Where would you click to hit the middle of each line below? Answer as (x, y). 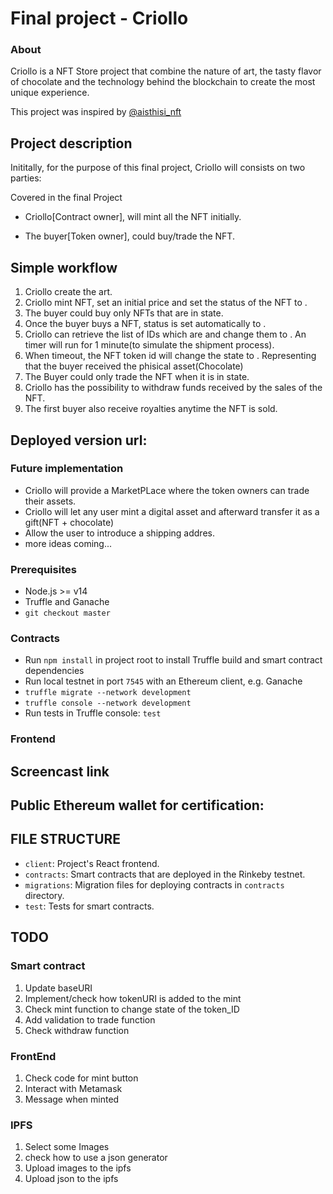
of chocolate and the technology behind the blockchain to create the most (163, 82)
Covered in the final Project (66, 198)
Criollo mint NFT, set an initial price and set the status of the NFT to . (166, 303)
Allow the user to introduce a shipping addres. (119, 533)
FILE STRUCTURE (66, 839)
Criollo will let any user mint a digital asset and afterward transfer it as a (172, 511)
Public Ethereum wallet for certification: (137, 805)
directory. (44, 895)
